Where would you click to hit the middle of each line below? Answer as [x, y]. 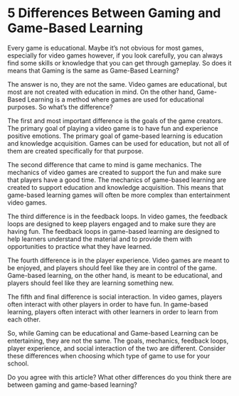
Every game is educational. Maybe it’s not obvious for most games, [106, 48]
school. [18, 363]
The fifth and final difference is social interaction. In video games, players [115, 296]
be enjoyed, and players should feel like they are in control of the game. [112, 267]
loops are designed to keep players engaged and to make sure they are [112, 224]
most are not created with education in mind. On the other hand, [101, 92]
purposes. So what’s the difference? [60, 107]
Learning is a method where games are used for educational [116, 99]
